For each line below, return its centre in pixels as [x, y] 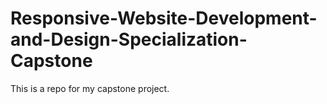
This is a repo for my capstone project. [90, 88]
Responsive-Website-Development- [164, 18]
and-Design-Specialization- [129, 39]
